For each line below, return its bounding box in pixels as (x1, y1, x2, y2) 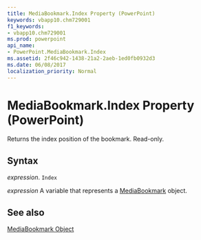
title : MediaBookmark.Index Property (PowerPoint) (7, 10, 156, 17)
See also (7, 206, 45, 218)
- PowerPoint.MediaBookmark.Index (7, 49, 107, 56)
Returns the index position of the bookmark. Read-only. (7, 135, 165, 143)
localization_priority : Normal (7, 68, 97, 74)
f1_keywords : (7, 23, 45, 30)
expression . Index (7, 173, 57, 181)
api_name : (7, 42, 36, 49)
